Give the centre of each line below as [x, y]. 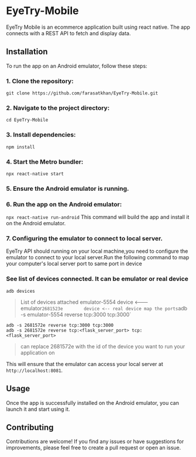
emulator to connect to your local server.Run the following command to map [98, 258]
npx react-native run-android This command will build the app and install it [98, 217]
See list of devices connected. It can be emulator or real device [97, 279]
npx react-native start [35, 174]
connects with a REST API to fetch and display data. [68, 33]
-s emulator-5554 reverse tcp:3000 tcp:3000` [76, 314]
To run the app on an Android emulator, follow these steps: [77, 66]
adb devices [20, 291]
